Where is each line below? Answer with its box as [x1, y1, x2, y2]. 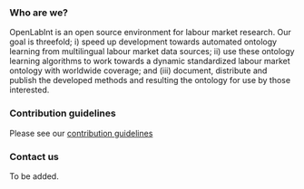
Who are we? [9, 6, 69, 19]
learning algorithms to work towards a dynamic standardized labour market [9, 56, 290, 67]
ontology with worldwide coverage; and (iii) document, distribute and [9, 65, 268, 76]
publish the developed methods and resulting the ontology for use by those [9, 75, 291, 86]
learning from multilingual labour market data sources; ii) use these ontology [9, 46, 295, 57]
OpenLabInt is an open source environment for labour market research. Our [9, 27, 292, 38]
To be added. [9, 170, 59, 182]
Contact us [9, 150, 59, 163]
